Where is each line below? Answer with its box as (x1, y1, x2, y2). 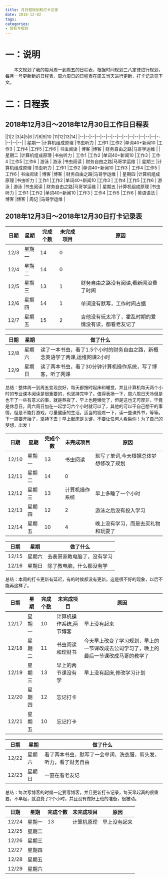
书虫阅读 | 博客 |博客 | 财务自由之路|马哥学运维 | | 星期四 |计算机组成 (20, 171, 160, 177)
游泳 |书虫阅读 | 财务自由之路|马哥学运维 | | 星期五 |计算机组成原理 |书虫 (13, 184, 161, 190)
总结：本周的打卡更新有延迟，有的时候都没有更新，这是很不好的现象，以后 (5, 576, 158, 582)
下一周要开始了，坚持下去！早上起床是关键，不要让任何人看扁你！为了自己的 (5, 416, 163, 422)
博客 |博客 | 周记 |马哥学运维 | (5, 196, 66, 202)
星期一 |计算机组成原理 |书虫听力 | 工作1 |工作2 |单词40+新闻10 (26, 140, 156, 146)
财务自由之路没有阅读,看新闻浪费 (80, 279, 157, 286)
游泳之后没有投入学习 (94, 507, 145, 514)
